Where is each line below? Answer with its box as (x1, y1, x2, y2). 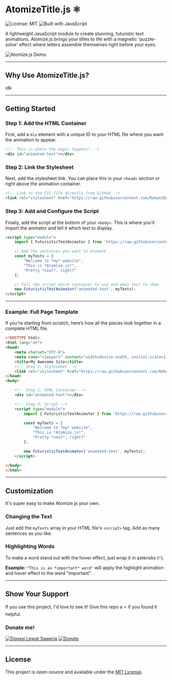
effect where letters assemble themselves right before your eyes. (18, 41, 157, 47)
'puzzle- (138, 36, 156, 42)
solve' (5, 41, 18, 47)
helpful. (5, 611, 21, 617)
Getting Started (5, 104, 56, 113)
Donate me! (5, 624, 35, 631)
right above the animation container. (5, 181, 82, 187)
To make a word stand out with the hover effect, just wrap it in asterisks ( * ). (5, 554, 164, 560)
